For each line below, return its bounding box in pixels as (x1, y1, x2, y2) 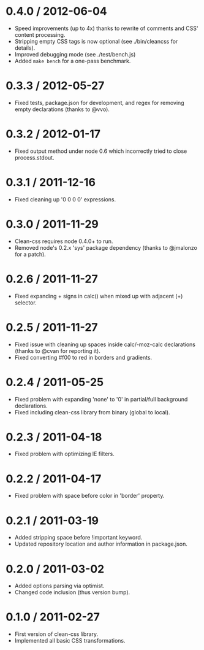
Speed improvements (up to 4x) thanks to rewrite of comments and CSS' (14, 25, 198, 32)
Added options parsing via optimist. (14, 582, 105, 590)
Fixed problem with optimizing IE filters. (14, 450, 115, 458)
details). (14, 44, 36, 52)
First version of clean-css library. (14, 630, 99, 638)
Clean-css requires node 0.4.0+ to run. (14, 238, 113, 245)
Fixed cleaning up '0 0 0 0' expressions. (14, 195, 116, 203)
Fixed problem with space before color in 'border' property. (14, 492, 165, 500)
